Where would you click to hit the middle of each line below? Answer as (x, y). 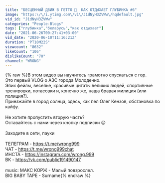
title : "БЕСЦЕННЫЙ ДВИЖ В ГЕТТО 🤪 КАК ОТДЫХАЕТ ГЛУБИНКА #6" (71, 10)
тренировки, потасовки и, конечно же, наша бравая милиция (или (76, 91)
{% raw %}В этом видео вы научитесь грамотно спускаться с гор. (76, 75)
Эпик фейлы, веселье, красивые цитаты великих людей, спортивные (79, 86)
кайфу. (12, 107)
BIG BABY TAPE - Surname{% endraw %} (48, 176)
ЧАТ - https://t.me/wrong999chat (39, 149)
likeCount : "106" (23, 51)
